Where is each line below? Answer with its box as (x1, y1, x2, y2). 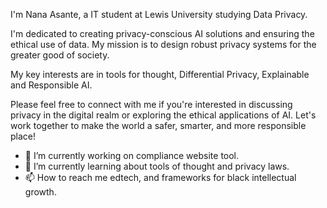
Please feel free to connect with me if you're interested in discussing (10, 99, 293, 110)
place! (10, 130, 37, 142)
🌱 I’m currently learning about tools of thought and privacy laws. (24, 160, 290, 172)
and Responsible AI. (10, 79, 93, 91)
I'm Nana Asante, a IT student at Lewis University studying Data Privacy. (10, 9, 308, 20)
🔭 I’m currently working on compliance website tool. (24, 150, 240, 161)
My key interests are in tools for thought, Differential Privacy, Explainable (10, 69, 310, 80)
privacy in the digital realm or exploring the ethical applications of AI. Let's (10, 109, 317, 121)
